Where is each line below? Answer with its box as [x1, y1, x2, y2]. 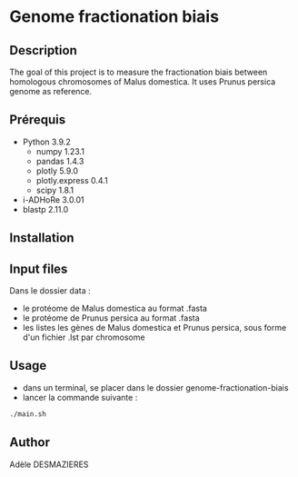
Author [9, 434, 50, 451]
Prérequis [9, 112, 66, 128]
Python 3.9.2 [22, 136, 71, 147]
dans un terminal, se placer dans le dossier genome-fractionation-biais [22, 382, 289, 393]
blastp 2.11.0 [22, 204, 69, 214]
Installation [9, 230, 74, 246]
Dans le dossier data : [9, 285, 91, 296]
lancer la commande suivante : [22, 392, 138, 402]
